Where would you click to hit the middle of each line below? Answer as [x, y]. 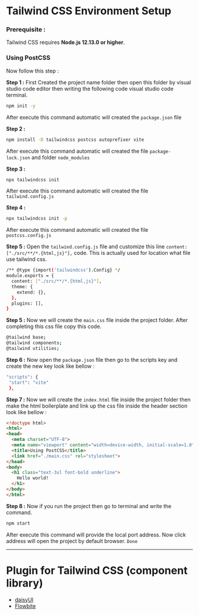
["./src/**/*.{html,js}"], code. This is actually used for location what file [98, 253]
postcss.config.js [29, 236]
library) [25, 583]
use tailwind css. [27, 259]
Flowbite [25, 606]
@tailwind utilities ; [33, 349]
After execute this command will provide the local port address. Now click [96, 534]
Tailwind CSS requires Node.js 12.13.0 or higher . [66, 42]
